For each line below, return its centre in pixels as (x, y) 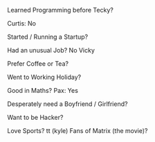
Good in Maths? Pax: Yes (43, 90)
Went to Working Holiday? (44, 77)
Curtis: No (22, 23)
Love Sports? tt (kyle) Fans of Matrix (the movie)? (77, 131)
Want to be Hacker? (35, 117)
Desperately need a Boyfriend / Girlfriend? (67, 104)
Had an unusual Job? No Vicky (51, 50)
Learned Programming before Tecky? (61, 10)
